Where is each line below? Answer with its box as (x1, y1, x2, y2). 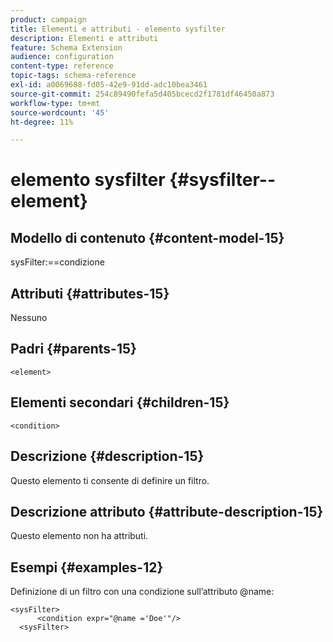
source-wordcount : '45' (10, 107, 110, 118)
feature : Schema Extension (10, 42, 123, 53)
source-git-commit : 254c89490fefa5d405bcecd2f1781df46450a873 (10, 89, 275, 99)
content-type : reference (10, 61, 114, 71)
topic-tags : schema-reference (10, 71, 137, 81)
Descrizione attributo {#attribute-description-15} (10, 503, 324, 520)
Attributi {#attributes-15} (10, 285, 170, 302)
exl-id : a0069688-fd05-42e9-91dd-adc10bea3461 (10, 80, 208, 90)
